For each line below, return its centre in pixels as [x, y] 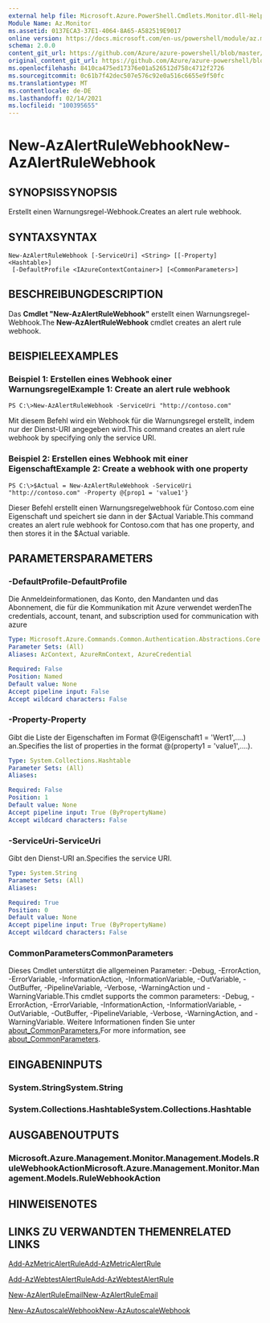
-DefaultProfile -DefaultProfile [67, 582]
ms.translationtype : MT [48, 83]
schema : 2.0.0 [32, 46]
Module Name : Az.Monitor [50, 23]
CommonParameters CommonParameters [91, 953]
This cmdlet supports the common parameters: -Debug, [157, 997]
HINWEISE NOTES [53, 1204]
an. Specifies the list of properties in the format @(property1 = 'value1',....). [131, 745]
